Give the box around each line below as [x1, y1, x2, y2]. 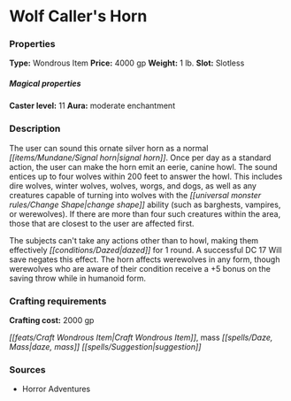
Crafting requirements [9, 295, 107, 307]
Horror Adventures [21, 383, 91, 395]
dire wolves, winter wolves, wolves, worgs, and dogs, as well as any [9, 180, 257, 191]
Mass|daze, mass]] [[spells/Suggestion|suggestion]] [9, 342, 202, 352]
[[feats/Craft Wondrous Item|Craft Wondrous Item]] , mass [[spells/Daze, [9, 332, 273, 343]
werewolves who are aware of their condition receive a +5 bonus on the [9, 263, 272, 274]
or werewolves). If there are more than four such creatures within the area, [9, 208, 281, 219]
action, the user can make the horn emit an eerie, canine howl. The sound [9, 161, 278, 172]
